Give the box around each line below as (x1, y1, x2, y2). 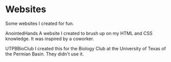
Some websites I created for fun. (5, 20, 74, 26)
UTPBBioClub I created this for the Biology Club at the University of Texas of (5, 45, 166, 51)
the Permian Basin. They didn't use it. (5, 51, 84, 57)
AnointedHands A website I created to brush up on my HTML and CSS (5, 30, 153, 36)
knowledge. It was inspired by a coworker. (5, 36, 94, 42)
